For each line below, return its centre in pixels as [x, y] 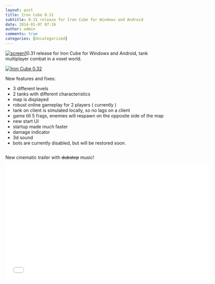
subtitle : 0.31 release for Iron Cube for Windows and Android [74, 19]
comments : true [22, 34]
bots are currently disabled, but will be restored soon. [69, 143]
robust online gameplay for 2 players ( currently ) [65, 105]
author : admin [21, 29]
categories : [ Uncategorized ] [36, 39]
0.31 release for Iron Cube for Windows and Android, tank [87, 53]
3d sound [23, 137]
